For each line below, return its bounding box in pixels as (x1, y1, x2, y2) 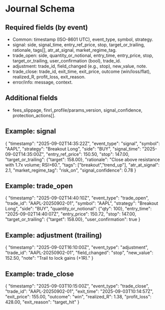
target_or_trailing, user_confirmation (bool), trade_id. (12, 58, 121, 63)
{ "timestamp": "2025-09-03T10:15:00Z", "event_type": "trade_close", (5, 283, 149, 289)
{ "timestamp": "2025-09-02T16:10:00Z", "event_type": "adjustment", (5, 245, 149, 251)
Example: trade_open (5, 182, 73, 190)
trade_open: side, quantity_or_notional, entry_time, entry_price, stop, (12, 52, 153, 58)
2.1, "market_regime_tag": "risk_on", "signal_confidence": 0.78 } (5, 167, 136, 173)
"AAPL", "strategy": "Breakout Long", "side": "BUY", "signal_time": (5, 145, 141, 151)
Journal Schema (5, 3, 75, 15)
